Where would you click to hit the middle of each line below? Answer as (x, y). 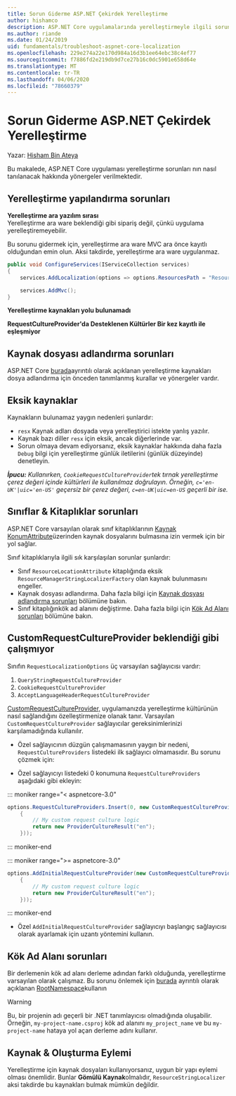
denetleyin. (34, 461)
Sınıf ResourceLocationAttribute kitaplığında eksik (90, 571)
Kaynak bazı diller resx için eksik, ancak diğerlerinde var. (100, 438)
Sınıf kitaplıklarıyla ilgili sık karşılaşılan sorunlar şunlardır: (89, 557)
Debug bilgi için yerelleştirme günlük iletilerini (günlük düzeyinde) (110, 453)
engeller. (30, 586)
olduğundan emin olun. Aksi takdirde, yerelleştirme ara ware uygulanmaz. (113, 252)
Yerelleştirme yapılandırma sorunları (89, 198)
